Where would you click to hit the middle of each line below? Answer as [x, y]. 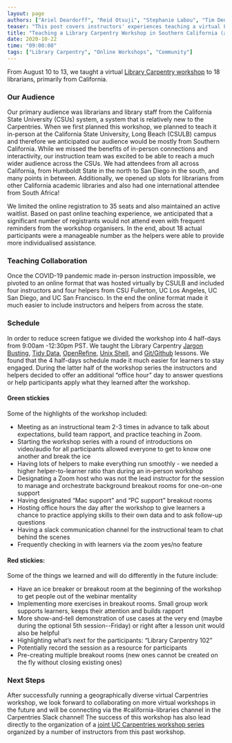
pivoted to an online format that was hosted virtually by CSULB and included [116, 283]
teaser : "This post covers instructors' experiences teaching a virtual [114, 26]
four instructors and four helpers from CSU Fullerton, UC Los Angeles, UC [112, 290]
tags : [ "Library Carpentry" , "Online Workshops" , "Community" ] [100, 53]
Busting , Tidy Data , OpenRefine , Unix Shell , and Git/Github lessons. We [108, 352]
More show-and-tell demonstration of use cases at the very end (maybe [120, 619]
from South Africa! [33, 193]
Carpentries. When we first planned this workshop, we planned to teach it [112, 127]
